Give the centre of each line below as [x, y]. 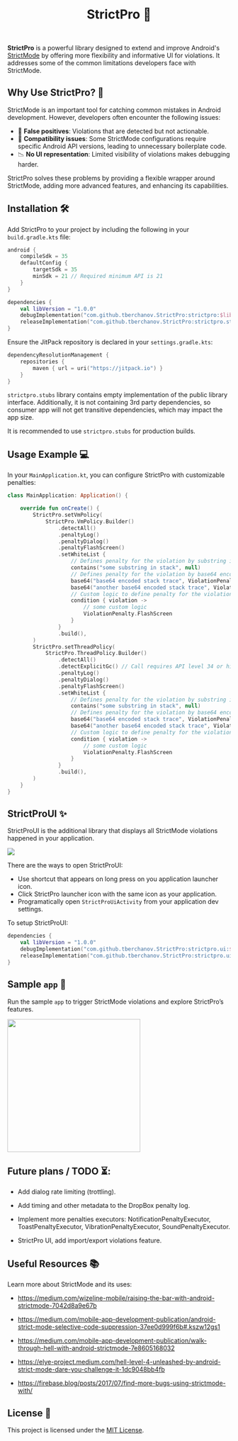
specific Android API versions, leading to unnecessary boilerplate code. [122, 146]
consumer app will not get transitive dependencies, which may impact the [115, 410]
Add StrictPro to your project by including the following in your [98, 229]
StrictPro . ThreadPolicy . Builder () [96, 654]
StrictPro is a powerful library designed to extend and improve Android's [114, 47]
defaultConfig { [44, 263]
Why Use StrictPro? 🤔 [56, 92]
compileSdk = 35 [44, 257]
